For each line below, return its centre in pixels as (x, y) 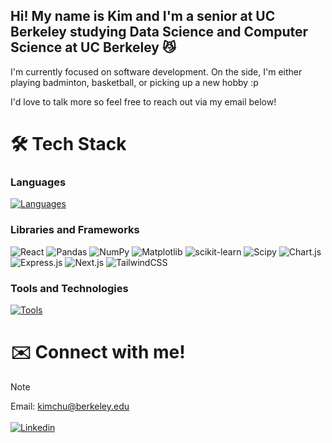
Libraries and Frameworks (75, 230)
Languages (38, 182)
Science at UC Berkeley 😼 (93, 47)
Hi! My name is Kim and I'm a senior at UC (143, 16)
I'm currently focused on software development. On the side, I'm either (156, 71)
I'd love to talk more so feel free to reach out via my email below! (143, 101)
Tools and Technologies (69, 288)
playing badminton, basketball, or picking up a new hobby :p (134, 82)
